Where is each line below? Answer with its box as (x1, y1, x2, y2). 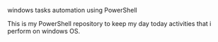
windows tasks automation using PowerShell (7, 6, 137, 14)
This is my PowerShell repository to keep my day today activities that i (7, 20, 212, 27)
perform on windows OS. (7, 27, 81, 35)
